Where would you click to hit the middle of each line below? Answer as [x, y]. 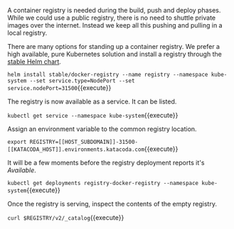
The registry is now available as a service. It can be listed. [92, 101]
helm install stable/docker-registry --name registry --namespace [108, 74]
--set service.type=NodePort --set [82, 81]
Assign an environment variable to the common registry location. [102, 129]
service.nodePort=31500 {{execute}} [59, 88]
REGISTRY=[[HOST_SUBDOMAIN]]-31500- [84, 142]
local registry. [27, 33]
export [17, 142]
